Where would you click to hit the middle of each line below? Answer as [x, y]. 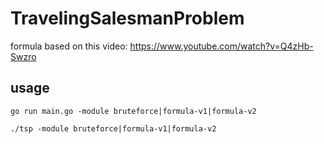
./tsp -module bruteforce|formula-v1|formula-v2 [113, 128]
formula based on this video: [69, 46]
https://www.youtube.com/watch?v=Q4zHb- [221, 46]
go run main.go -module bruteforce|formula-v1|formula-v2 [133, 111]
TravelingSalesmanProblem [127, 18]
